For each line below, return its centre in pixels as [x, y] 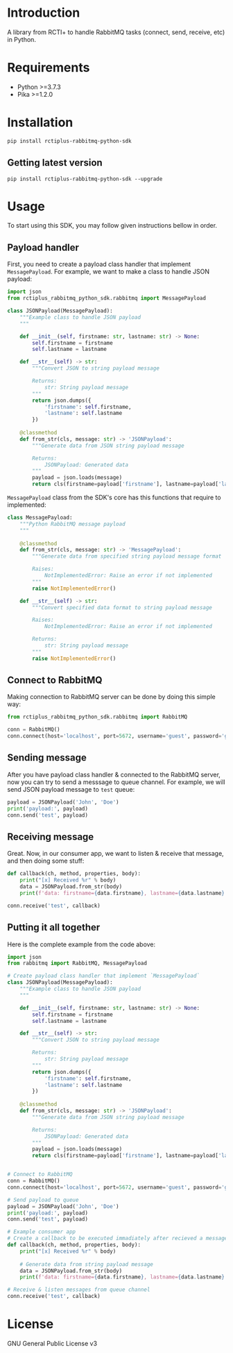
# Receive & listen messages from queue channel [79, 1290]
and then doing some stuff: [46, 861]
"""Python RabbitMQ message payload [73, 524]
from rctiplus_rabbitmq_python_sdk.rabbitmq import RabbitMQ [97, 717]
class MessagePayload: [40, 517]
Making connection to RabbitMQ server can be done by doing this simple [112, 697]
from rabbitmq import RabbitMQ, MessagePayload [77, 963]
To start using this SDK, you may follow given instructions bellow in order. [112, 226]
